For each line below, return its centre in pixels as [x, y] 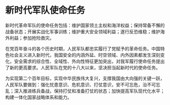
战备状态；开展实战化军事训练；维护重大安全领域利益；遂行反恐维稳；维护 [83, 31]
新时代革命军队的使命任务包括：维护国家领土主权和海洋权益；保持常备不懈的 [85, 25]
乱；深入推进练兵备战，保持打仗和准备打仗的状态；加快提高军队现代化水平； [85, 91]
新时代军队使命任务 [45, 10]
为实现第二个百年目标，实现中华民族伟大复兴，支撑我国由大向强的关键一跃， [85, 78]
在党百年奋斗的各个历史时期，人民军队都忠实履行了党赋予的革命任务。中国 [83, 48]
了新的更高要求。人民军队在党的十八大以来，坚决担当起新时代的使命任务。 [83, 67]
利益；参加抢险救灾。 [32, 38]
